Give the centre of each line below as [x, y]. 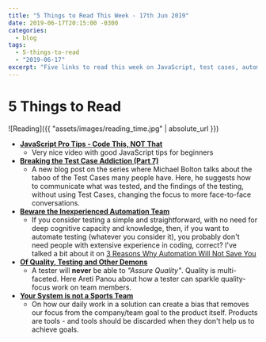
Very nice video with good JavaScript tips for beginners [122, 152]
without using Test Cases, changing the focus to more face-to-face [141, 194]
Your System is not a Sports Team [76, 295]
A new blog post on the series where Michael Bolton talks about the [142, 169]
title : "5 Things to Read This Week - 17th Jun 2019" [99, 15]
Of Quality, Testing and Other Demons [84, 262]
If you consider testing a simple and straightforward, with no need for [144, 220]
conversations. [56, 202]
